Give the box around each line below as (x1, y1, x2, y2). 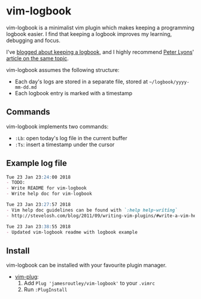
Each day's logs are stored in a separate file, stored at (14, 78, 148, 85)
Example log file (6, 158, 67, 168)
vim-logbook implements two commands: (6, 123, 109, 130)
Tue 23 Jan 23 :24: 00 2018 (6, 174, 71, 180)
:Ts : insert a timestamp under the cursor (14, 141, 115, 148)
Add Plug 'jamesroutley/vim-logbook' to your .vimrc (23, 280, 156, 287)
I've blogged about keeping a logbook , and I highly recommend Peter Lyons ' (6, 48, 194, 55)
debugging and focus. (6, 37, 61, 44)
